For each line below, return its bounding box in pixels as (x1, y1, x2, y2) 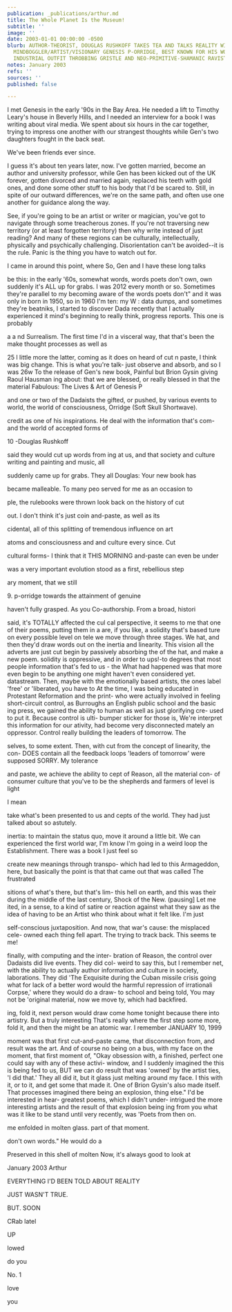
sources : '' (7, 74, 41, 81)
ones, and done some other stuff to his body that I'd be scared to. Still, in (7, 184, 215, 192)
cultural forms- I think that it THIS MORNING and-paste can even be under (7, 551, 219, 560)
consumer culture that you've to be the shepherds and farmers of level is (7, 777, 215, 785)
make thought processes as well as (7, 340, 108, 349)
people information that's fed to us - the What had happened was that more (7, 663, 222, 671)
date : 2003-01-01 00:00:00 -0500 (7, 36, 104, 43)
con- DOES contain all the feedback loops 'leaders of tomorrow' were (7, 750, 206, 758)
